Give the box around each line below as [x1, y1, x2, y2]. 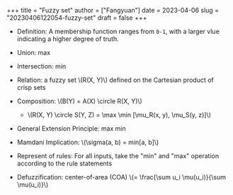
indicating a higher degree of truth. [16, 35, 120, 43]
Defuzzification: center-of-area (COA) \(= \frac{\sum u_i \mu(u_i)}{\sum [16, 173, 226, 181]
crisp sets [16, 83, 46, 91]
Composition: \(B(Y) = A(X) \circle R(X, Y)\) [16, 97, 142, 105]
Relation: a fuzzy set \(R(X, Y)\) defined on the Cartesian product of [16, 76, 214, 84]
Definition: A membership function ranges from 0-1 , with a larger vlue [16, 28, 220, 35]
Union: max [16, 49, 51, 57]
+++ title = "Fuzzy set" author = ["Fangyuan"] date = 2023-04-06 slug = [6, 6, 220, 14]
